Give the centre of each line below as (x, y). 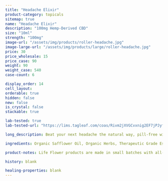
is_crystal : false (24, 107)
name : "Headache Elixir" (31, 24)
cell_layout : (19, 88)
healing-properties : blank (33, 170)
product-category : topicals (34, 14)
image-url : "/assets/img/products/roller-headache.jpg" (64, 42)
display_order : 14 (24, 84)
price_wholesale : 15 (27, 56)
